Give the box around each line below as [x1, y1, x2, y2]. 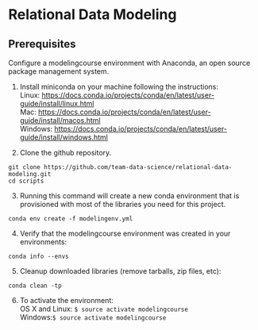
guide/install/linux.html [19, 99, 94, 108]
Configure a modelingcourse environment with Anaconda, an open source [8, 58, 251, 67]
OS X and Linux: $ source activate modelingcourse [19, 304, 189, 313]
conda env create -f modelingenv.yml [8, 215, 133, 223]
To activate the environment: [19, 296, 114, 305]
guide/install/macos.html [19, 116, 101, 125]
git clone [8, 163, 41, 171]
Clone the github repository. [19, 148, 112, 157]
